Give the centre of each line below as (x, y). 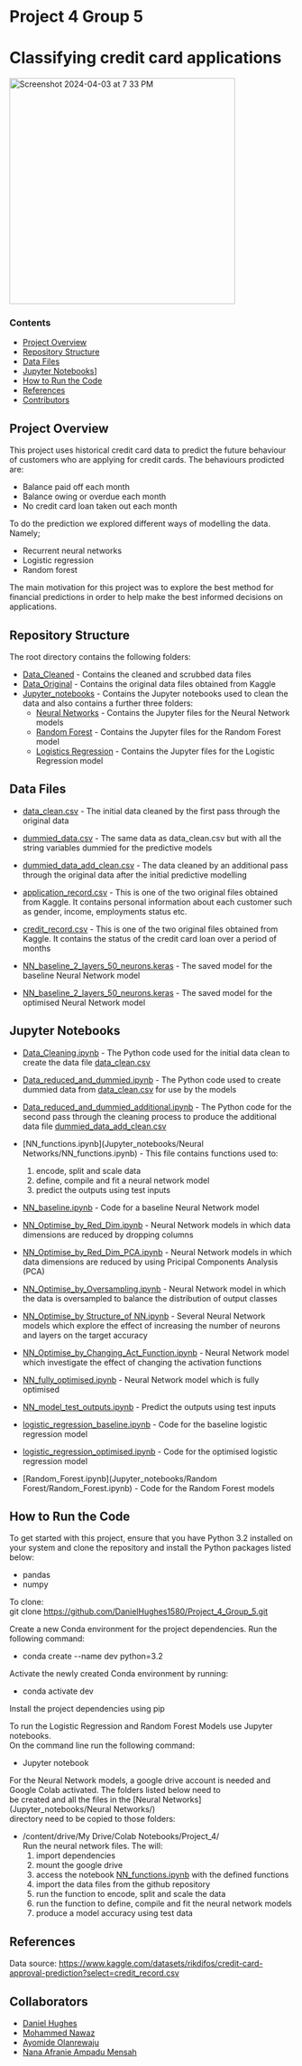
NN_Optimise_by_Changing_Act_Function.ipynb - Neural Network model (156, 1352)
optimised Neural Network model (84, 1002)
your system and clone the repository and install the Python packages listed (150, 1548)
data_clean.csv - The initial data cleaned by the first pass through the (151, 811)
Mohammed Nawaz (59, 2033)
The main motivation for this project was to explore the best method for (142, 587)
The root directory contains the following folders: (100, 657)
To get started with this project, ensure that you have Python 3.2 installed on (151, 1538)
